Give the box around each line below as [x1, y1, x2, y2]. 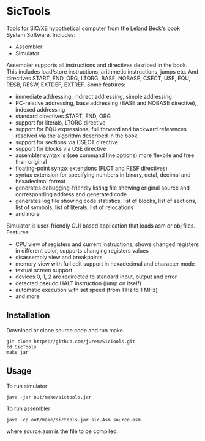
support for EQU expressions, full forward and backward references [15, 125, 187, 132]
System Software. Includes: [6, 31, 76, 38]
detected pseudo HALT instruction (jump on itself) [15, 279, 142, 286]
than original [15, 158, 47, 165]
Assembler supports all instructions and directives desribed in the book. [6, 61, 188, 69]
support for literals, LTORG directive [15, 118, 106, 126]
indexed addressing [15, 105, 65, 113]
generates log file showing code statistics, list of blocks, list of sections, [15, 197, 197, 204]
